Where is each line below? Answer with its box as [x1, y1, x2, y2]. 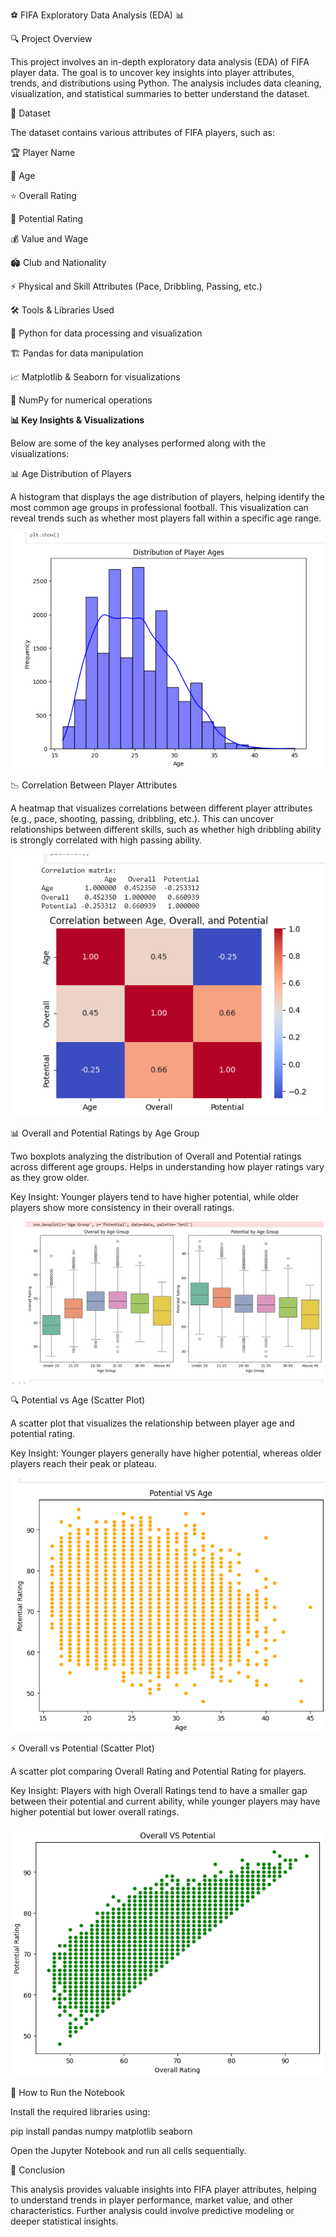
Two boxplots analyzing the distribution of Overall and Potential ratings [10, 1150, 302, 1163]
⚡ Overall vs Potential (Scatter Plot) [10, 1742, 155, 1754]
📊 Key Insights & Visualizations [10, 414, 145, 426]
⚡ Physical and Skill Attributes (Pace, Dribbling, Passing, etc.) [10, 280, 263, 292]
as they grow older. [10, 1172, 90, 1184]
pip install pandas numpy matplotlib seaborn [10, 2125, 193, 2137]
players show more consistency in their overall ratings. [10, 1202, 235, 1214]
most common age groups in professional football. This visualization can [10, 502, 309, 513]
